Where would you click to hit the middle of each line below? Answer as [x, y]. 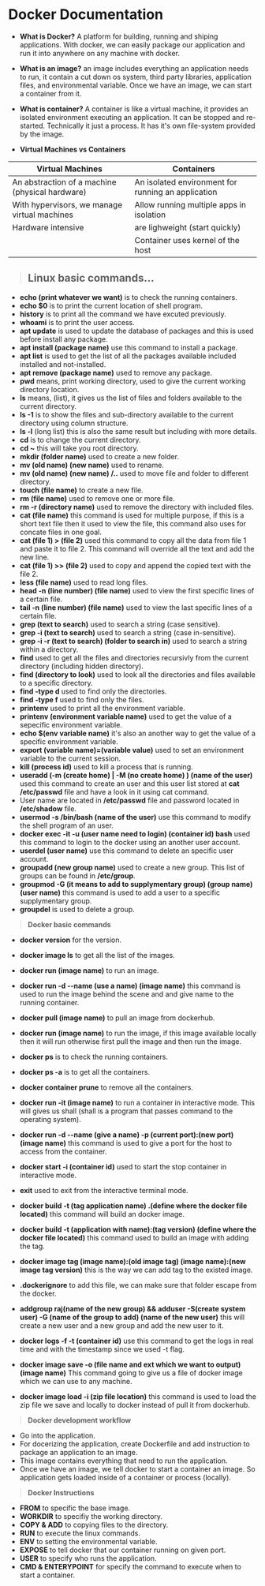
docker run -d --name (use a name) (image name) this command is [130, 986]
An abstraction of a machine [64, 181]
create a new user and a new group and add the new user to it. [121, 1325]
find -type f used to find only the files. [82, 699]
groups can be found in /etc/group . [77, 875]
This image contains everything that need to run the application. [123, 1461]
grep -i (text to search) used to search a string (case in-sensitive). [128, 632]
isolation [150, 215]
